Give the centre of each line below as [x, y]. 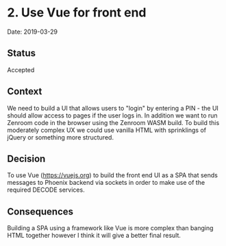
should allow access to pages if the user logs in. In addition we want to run [112, 115]
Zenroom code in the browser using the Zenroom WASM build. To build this [113, 122]
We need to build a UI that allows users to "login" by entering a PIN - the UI [113, 108]
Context [25, 92]
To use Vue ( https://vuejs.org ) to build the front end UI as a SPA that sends [112, 175]
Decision [26, 158]
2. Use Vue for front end [77, 13]
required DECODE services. [46, 190]
